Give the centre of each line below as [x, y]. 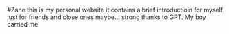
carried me [23, 24]
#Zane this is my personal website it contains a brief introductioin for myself [115, 10]
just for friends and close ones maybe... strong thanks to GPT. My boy [107, 17]
